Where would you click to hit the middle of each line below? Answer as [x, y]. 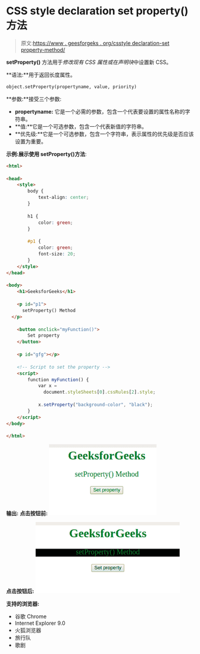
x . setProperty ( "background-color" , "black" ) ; [95, 405]
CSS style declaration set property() [97, 11]
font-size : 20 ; [57, 254]
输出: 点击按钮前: [27, 513]
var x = [48, 386]
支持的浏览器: [23, 604]
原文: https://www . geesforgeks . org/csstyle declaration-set [95, 43]
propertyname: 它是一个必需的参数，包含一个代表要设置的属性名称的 [100, 111]
